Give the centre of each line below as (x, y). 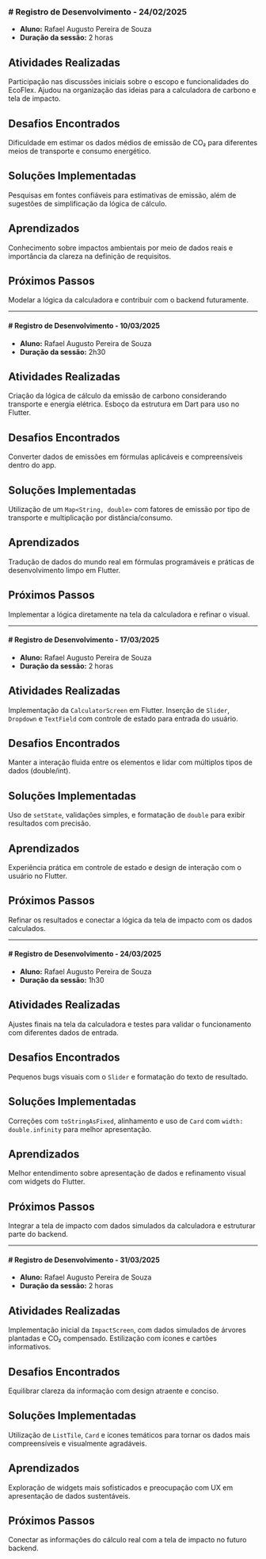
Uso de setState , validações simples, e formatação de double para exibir (127, 815)
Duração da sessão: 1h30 (62, 980)
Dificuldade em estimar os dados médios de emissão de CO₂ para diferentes (133, 142)
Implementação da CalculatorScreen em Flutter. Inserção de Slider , (119, 710)
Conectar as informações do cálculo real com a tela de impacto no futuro (127, 1540)
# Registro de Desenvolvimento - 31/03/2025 (84, 1260)
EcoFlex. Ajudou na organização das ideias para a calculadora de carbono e (132, 90)
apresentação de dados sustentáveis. (69, 1495)
